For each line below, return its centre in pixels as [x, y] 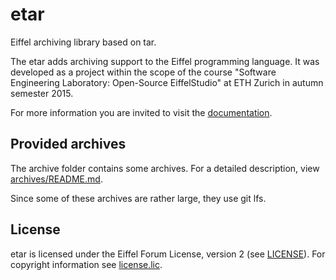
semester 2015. [42, 93]
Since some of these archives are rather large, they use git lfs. [138, 198]
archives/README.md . [56, 179]
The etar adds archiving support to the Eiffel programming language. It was [165, 61]
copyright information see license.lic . [86, 264]
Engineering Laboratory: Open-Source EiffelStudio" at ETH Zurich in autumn [167, 82]
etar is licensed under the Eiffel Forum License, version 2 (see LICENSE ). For [168, 254]
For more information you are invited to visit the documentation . [141, 112]
